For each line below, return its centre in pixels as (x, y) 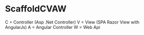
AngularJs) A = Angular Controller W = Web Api (53, 27)
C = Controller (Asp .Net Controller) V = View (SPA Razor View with (72, 22)
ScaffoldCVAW (36, 9)
